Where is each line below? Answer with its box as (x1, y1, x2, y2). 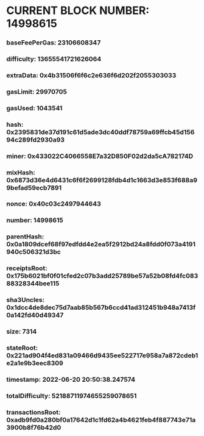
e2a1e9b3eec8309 (6, 359, 64, 368)
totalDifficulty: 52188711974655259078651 (6, 391, 137, 400)
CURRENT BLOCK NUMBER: (6, 4, 150, 18)
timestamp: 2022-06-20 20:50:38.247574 (6, 375, 136, 384)
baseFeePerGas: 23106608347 (6, 38, 101, 47)
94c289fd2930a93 (6, 135, 65, 144)
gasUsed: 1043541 (6, 104, 63, 112)
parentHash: (6, 232, 44, 241)
